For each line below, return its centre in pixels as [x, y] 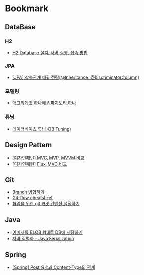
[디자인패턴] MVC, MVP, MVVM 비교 [48, 158]
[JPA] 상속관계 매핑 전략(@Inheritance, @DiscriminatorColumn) [76, 77]
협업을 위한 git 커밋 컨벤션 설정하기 [46, 204]
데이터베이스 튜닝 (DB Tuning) [42, 129]
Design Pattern [29, 145]
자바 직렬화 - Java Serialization [43, 239]
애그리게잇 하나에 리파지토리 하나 [44, 103]
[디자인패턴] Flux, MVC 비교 [40, 164]
